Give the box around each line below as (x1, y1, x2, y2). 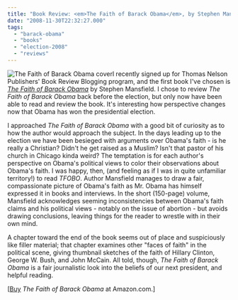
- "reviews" (13, 50, 50, 58)
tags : (7, 23, 23, 31)
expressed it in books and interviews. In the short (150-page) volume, (7, 189, 210, 198)
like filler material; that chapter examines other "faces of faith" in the (7, 240, 207, 249)
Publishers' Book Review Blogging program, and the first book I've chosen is (7, 77, 231, 85)
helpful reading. (7, 271, 54, 279)
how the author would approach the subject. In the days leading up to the (7, 129, 222, 137)
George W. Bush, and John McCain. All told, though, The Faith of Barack (7, 255, 219, 264)
